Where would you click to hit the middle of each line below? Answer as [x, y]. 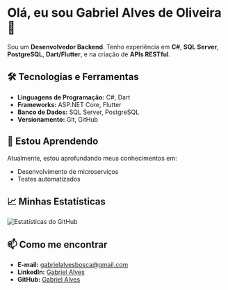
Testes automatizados [49, 179]
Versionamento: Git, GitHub [58, 119]
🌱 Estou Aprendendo [53, 142]
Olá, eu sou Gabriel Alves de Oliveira [114, 13]
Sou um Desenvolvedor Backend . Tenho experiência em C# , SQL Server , [113, 47]
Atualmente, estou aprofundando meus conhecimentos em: [92, 158]
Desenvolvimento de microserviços [68, 171]
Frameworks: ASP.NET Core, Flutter [69, 104]
